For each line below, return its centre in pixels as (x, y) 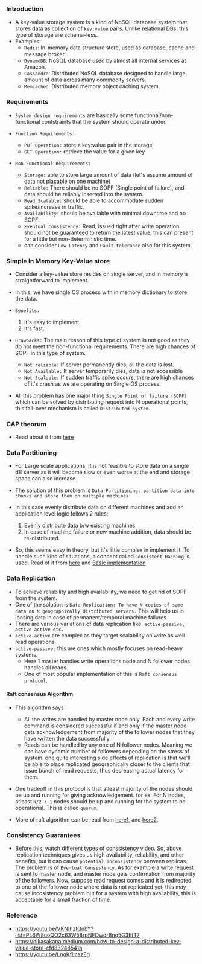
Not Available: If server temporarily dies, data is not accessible (103, 371)
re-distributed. (42, 538)
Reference (22, 915)
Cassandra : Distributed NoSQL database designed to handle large (105, 74)
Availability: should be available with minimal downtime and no (105, 213)
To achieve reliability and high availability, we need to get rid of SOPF (101, 592)
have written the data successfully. (67, 738)
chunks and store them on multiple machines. (73, 496)
